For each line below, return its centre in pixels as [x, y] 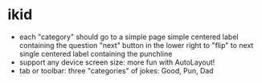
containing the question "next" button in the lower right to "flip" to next [136, 45]
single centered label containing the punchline [96, 53]
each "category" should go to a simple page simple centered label [129, 37]
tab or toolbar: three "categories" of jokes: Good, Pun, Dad [116, 70]
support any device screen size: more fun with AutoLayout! [117, 62]
